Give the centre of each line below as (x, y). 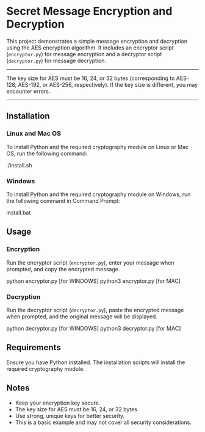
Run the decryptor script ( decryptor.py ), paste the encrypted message (95, 310)
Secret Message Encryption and (89, 11)
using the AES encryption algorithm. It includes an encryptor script (90, 48)
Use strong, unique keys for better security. (70, 416)
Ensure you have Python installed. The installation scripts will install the (96, 362)
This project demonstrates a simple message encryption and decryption (97, 41)
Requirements (34, 347)
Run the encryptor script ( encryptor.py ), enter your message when (90, 262)
